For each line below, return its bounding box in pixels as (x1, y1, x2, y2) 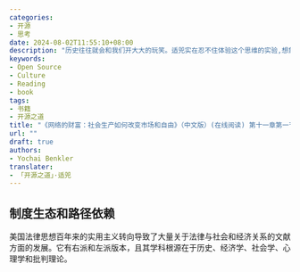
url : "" (9, 129, 38, 138)
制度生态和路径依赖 (9, 206, 115, 221)
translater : (9, 162, 54, 171)
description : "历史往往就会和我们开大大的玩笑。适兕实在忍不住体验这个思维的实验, (9, 46, 282, 55)
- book (9, 87, 34, 96)
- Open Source (9, 63, 62, 72)
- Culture (9, 71, 46, 80)
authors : (9, 145, 42, 154)
